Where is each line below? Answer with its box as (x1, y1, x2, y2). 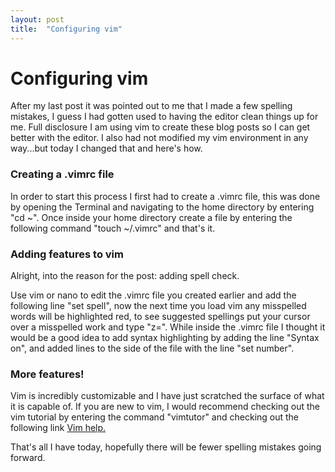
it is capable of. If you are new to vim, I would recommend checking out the (10, 401, 320, 413)
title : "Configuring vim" (10, 24, 123, 34)
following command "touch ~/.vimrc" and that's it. (10, 222, 216, 234)
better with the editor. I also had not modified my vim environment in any (10, 132, 309, 144)
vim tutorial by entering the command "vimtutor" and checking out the (10, 411, 300, 423)
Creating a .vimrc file (10, 167, 115, 181)
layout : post (10, 14, 65, 25)
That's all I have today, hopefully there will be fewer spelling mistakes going (10, 441, 322, 453)
